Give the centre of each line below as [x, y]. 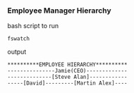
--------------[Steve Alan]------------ [68, 77]
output [17, 52]
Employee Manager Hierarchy [59, 11]
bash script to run [33, 26]
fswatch [19, 39]
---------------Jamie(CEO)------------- [68, 71]
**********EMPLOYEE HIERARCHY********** [68, 65]
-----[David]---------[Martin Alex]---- [68, 83]
